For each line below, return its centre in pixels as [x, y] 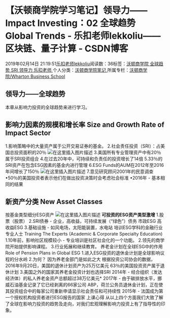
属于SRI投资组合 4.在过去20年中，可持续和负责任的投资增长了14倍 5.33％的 [84, 159]
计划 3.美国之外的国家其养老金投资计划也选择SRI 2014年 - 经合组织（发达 [86, 272]
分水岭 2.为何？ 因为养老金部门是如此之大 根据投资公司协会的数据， [85, 259]
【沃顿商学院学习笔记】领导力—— [77, 10]
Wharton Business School [38, 76]
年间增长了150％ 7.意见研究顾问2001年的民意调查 [79, 171]
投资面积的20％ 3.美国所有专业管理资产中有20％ [88, 152]
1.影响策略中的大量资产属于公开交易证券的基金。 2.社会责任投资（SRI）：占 [83, 146]
